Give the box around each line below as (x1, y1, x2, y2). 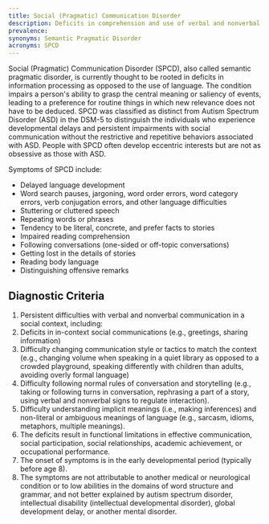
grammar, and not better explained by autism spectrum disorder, (19, 489, 234, 499)
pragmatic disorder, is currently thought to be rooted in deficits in (8, 72, 225, 82)
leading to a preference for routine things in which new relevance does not (8, 98, 255, 108)
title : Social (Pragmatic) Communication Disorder (8, 11, 181, 20)
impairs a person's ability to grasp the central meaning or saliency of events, (8, 89, 262, 99)
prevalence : (8, 27, 48, 35)
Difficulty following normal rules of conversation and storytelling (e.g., (19, 379, 251, 388)
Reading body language (19, 257, 99, 267)
